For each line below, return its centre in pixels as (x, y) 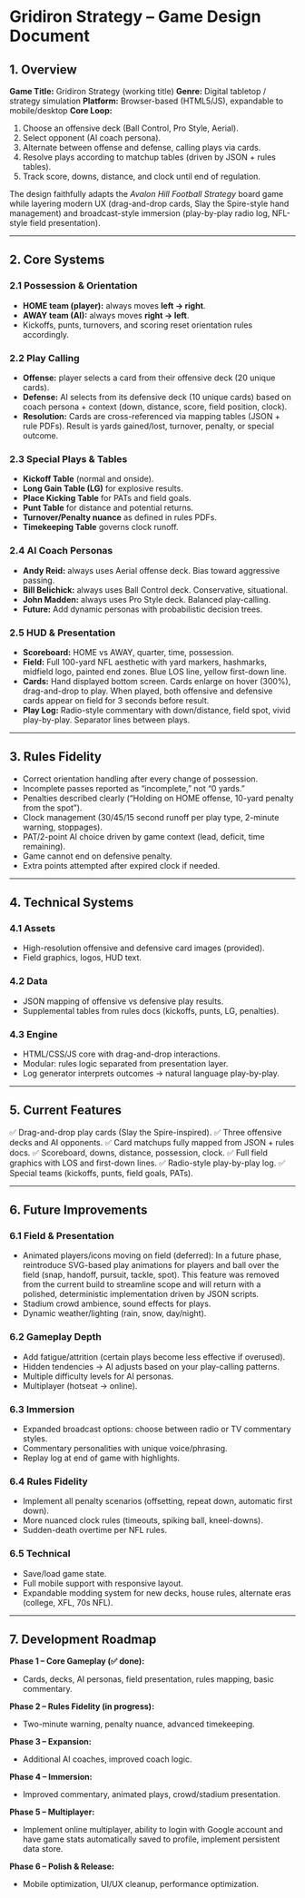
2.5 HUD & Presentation (63, 633)
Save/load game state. (64, 1573)
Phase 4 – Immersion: (51, 1777)
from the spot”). (52, 807)
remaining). (44, 846)
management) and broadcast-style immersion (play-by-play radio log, (140, 213)
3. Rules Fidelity (56, 757)
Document (50, 36)
